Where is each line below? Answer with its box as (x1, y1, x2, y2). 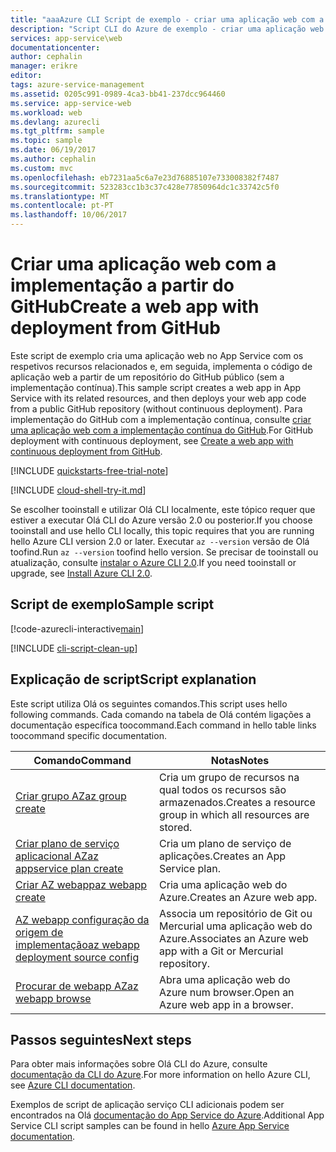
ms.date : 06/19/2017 (10, 145, 97, 155)
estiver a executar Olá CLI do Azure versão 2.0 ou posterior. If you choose (10, 514, 313, 526)
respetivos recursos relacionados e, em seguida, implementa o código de (10, 360, 313, 372)
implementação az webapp (15, 937, 140, 951)
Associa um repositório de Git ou (159, 906, 313, 920)
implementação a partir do (10, 274, 235, 297)
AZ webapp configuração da (15, 912, 150, 926)
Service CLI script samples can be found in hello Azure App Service (10, 1120, 290, 1132)
